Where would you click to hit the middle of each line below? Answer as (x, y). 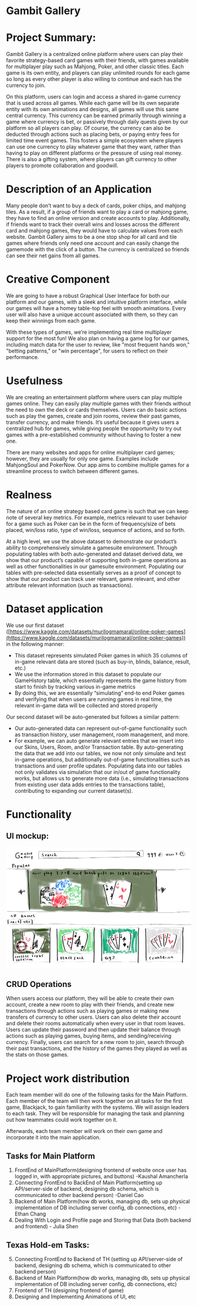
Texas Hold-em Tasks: (48, 1245)
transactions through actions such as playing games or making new (88, 1011)
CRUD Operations (39, 984)
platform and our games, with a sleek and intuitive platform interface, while (96, 302)
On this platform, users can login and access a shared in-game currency (94, 97)
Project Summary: (51, 38)
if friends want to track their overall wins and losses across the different (93, 224)
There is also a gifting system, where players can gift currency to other (91, 159)
